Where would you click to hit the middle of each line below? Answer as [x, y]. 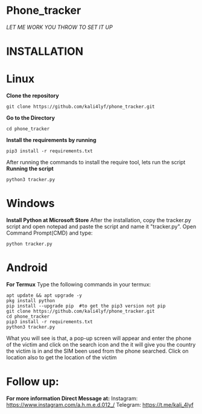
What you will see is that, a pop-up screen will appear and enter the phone [99, 338]
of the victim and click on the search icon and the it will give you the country [101, 344]
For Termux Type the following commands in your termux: [79, 284]
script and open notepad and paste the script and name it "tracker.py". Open [101, 227]
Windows [30, 204]
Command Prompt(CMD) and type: [49, 233]
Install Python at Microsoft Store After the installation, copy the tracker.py [99, 220]
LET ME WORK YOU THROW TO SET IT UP [59, 27]
